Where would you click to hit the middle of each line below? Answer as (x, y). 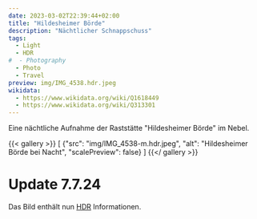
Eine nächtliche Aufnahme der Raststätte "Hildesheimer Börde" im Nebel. (129, 128)
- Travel (30, 75)
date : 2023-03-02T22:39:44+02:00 (64, 16)
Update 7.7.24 (55, 185)
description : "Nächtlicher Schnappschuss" (80, 30)
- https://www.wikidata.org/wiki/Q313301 (86, 105)
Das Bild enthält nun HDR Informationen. (75, 207)
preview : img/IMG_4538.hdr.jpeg (62, 83)
